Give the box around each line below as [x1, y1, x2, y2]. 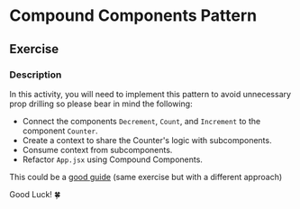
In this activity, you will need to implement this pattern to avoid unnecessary [9, 88, 291, 99]
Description [9, 68, 62, 81]
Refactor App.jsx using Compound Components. [22, 154, 203, 165]
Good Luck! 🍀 [9, 188, 61, 199]
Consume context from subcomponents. [22, 144, 173, 155]
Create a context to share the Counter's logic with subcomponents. [22, 134, 272, 145]
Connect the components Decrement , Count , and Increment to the [22, 115, 261, 126]
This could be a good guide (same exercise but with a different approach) [9, 171, 283, 182]
